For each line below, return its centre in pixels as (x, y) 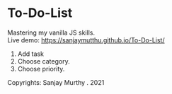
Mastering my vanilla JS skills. (51, 33)
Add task (31, 54)
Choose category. (44, 61)
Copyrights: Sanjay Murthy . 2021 (56, 82)
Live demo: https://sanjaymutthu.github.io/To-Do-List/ (86, 40)
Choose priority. (41, 69)
